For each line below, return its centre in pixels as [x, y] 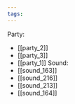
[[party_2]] [33, 47]
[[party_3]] [33, 55]
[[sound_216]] [37, 78]
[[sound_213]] [37, 85]
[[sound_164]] [37, 93]
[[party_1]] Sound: [43, 63]
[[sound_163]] [37, 70]
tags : [15, 14]
